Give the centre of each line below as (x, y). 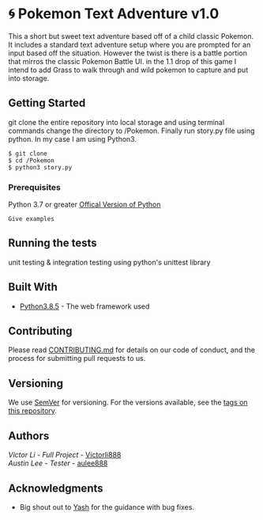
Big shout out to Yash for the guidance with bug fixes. (107, 507)
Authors (29, 436)
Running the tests (53, 243)
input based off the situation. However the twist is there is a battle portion (128, 53)
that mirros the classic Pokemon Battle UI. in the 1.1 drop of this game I (122, 61)
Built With (33, 287)
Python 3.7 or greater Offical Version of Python (85, 205)
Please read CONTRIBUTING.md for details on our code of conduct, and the (131, 350)
